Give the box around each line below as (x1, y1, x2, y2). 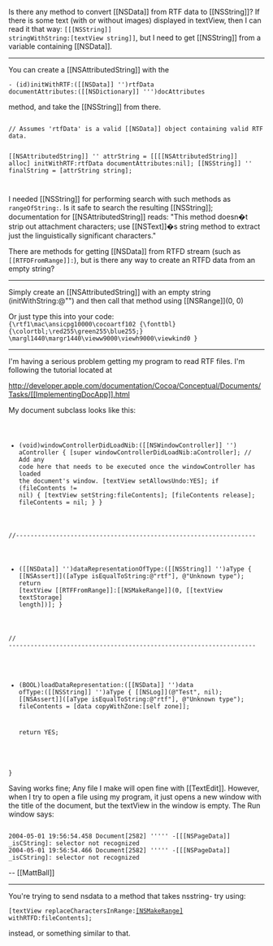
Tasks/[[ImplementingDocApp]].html (8, 389, 130, 399)
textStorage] (19, 593, 63, 602)
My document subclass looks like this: (8, 405, 136, 414)
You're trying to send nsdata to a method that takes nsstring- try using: (8, 891, 246, 901)
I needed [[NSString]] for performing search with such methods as (8, 194, 232, 204)
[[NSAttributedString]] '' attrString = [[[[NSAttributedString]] (8, 152, 238, 160)
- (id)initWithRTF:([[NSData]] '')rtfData (8, 81, 154, 89)
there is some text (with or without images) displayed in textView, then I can (8, 15, 262, 25)
